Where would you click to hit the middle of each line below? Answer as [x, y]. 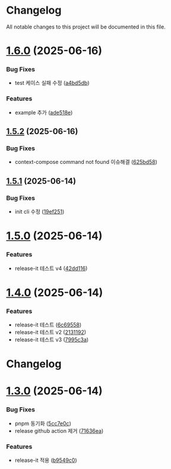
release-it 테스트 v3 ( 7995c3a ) [52, 340]
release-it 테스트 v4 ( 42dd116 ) [51, 268]
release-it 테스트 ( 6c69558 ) [48, 325]
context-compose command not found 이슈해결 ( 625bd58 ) [86, 162]
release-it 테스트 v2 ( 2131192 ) [50, 332]
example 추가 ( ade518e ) [44, 112]
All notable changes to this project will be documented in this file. [86, 27]
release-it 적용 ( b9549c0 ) [46, 460]
